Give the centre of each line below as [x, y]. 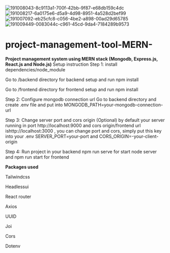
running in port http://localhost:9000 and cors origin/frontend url [73, 125]
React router [18, 196]
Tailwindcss [18, 176]
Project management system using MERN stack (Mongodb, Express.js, [82, 59]
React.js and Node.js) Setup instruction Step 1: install [61, 64]
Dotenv [13, 246]
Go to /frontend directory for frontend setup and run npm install [72, 89]
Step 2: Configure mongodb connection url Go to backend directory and [81, 99]
